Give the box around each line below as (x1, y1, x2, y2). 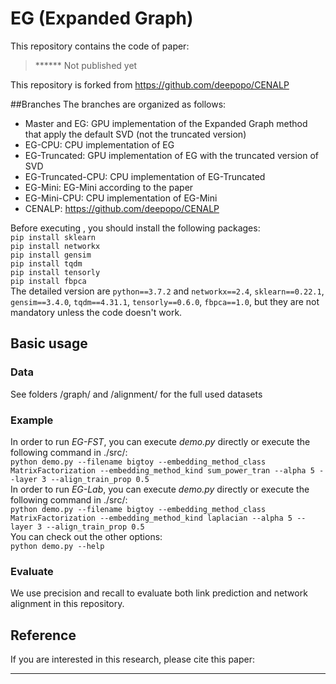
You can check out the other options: (10, 530, 163, 542)
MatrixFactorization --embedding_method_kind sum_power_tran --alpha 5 (10, 465, 315, 476)
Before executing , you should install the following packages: (10, 222, 261, 234)
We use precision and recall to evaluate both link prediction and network (10, 587, 308, 599)
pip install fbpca (10, 276, 87, 286)
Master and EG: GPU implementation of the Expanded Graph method (24, 117, 308, 129)
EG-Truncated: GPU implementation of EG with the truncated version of (24, 149, 319, 161)
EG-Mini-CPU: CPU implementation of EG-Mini (24, 192, 218, 204)
